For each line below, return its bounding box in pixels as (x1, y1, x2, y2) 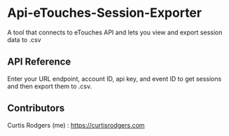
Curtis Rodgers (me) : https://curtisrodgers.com (7, 121, 145, 129)
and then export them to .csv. (7, 82, 92, 90)
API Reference (7, 56, 71, 68)
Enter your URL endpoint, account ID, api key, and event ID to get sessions (7, 74, 222, 83)
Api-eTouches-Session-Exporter (7, 5, 202, 21)
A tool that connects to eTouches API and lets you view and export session (7, 28, 223, 36)
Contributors (7, 102, 65, 114)
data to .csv (7, 35, 41, 43)
